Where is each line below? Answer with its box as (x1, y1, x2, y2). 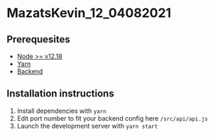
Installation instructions (6, 87, 114, 100)
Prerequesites (6, 33, 70, 45)
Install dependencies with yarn (16, 106, 107, 115)
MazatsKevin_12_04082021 (6, 5, 172, 21)
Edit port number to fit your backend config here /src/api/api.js (16, 114, 209, 122)
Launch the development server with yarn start (16, 121, 158, 130)
